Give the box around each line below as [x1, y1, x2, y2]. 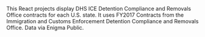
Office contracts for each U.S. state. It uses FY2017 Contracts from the [6, 11, 184, 18]
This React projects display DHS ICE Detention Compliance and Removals [6, 5, 192, 12]
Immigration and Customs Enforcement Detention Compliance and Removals [6, 18, 199, 24]
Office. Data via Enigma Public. [6, 24, 84, 31]
